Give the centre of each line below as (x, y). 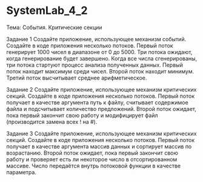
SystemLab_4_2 (47, 11)
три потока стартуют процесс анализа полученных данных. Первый (95, 65)
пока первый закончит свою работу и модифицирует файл (82, 115)
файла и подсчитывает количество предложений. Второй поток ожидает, (101, 109)
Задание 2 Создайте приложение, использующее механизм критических (101, 89)
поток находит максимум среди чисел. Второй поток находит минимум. (100, 71)
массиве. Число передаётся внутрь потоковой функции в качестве (93, 166)
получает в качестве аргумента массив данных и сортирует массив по (99, 146)
